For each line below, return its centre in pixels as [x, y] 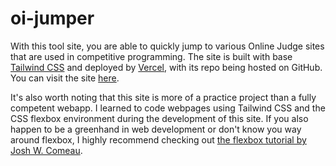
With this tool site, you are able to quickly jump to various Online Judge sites [167, 46]
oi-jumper [52, 18]
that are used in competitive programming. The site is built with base [151, 56]
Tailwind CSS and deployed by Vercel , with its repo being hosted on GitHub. [166, 67]
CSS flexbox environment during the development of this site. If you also [159, 118]
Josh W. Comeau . [46, 150]
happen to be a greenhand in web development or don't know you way [156, 129]
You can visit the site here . [65, 78]
